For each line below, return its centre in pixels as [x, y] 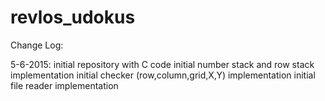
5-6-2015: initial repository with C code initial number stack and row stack [162, 64]
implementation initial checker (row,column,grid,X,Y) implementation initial [163, 75]
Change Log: [37, 45]
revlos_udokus [73, 17]
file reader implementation [64, 85]
